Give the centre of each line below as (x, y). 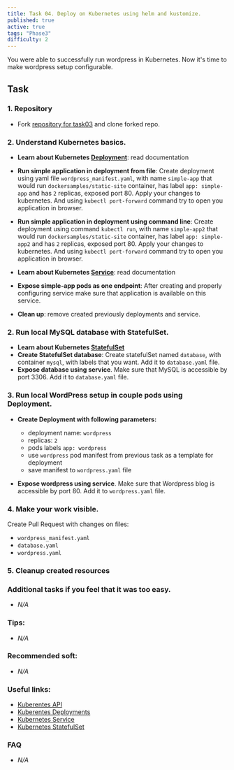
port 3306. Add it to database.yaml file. (73, 377)
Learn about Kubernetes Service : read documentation (96, 273)
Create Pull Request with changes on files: (68, 524)
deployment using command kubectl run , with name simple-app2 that (117, 229)
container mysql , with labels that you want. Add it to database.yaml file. (118, 362)
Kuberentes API (40, 705)
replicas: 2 (43, 440)
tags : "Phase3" (29, 33)
